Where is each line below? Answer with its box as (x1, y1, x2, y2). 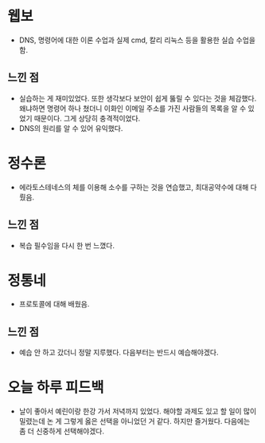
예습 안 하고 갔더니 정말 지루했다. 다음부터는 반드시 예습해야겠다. (18, 348, 220, 358)
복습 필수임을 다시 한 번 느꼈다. (18, 240, 115, 250)
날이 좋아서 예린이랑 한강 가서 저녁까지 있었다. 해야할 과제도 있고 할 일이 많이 (18, 406, 257, 416)
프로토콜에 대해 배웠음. (18, 299, 90, 309)
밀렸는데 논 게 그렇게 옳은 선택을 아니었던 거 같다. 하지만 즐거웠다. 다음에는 (18, 417, 251, 426)
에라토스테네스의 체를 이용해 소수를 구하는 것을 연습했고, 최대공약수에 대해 (18, 182, 249, 192)
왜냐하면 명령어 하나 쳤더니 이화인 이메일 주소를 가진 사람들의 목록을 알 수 (18, 103, 247, 113)
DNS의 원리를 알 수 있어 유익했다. (18, 123, 123, 133)
